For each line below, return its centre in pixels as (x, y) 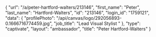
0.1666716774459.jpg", (29, 23)
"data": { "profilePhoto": (30, 18)
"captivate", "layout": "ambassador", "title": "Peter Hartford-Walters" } (78, 29)
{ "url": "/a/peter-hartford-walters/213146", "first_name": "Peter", (73, 7)
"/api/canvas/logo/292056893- (89, 18)
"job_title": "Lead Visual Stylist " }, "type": (97, 23)
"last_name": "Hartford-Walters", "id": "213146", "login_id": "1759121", (77, 13)
